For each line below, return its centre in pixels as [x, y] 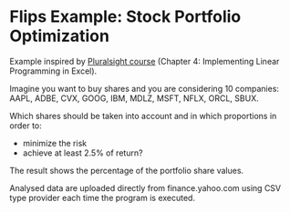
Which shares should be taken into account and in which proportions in [143, 116]
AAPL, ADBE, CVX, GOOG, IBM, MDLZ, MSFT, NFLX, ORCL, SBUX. [134, 98]
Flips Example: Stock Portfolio [125, 17]
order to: [26, 126]
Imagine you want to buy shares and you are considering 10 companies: [145, 88]
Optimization [59, 36]
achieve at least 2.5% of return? [83, 153]
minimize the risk [55, 143]
